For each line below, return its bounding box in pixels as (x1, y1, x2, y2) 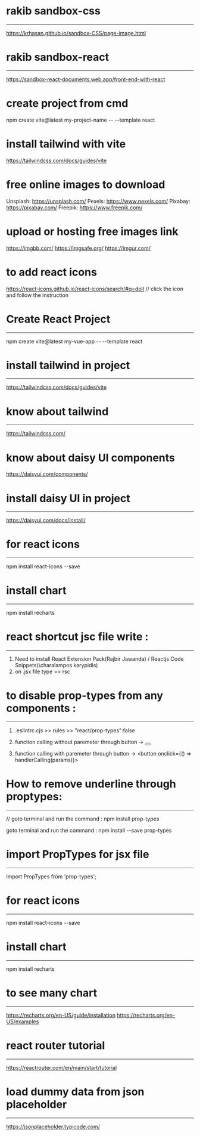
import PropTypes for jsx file (6, 848, 149, 861)
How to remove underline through (6, 777, 177, 791)
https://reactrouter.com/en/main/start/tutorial (6, 1064, 117, 1071)
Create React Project (6, 312, 111, 326)
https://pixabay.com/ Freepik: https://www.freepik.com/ (6, 204, 143, 211)
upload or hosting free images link (6, 225, 179, 238)
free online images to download (6, 178, 165, 191)
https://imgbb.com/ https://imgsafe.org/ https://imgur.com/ (6, 244, 151, 252)
